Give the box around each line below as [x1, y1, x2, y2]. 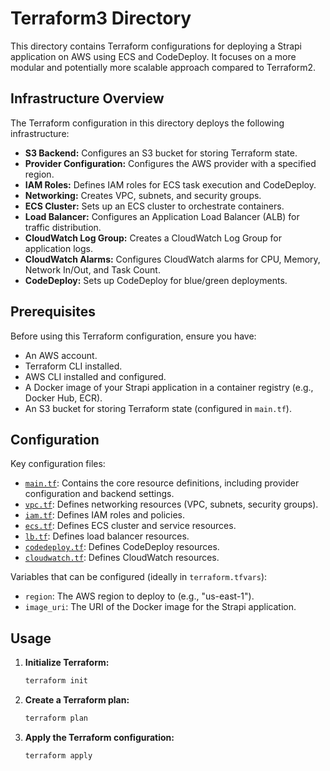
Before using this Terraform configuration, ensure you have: [10, 330, 257, 342]
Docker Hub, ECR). [24, 392, 103, 404]
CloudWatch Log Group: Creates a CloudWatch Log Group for [24, 232, 283, 244]
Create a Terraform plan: [24, 694, 130, 706]
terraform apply [24, 750, 93, 761]
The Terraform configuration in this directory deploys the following [10, 117, 285, 129]
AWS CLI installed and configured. [24, 370, 167, 382]
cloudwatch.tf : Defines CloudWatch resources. [24, 552, 220, 564]
